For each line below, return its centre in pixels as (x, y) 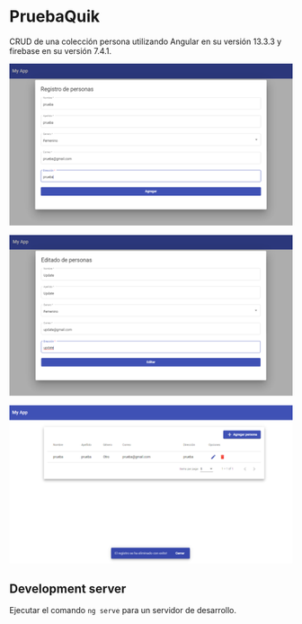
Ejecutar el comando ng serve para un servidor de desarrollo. (123, 611)
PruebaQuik (55, 17)
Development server (68, 588)
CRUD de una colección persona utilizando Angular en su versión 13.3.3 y (146, 41)
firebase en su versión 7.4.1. (61, 50)
